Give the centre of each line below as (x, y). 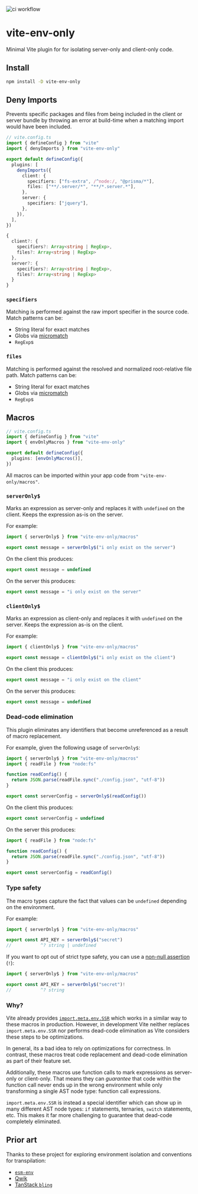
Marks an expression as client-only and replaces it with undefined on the (94, 618)
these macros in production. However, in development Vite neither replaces (98, 1024)
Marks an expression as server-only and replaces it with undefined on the (95, 508)
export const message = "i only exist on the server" (74, 592)
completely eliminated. (34, 1122)
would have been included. (39, 126)
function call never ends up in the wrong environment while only (84, 1085)
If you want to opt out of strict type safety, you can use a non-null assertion (98, 957)
